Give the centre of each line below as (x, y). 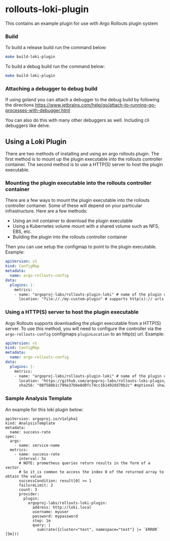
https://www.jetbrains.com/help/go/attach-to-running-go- (96, 105)
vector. (13, 467)
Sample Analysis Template (39, 398)
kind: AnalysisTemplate (30, 423)
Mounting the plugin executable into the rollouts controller (78, 183)
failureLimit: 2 (36, 485)
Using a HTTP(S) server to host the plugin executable (72, 312)
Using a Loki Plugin (36, 141)
